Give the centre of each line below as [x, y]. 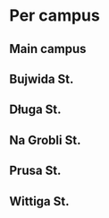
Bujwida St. [42, 78]
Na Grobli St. [45, 140]
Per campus [54, 16]
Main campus [48, 49]
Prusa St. [35, 171]
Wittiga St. [39, 201]
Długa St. [35, 110]
